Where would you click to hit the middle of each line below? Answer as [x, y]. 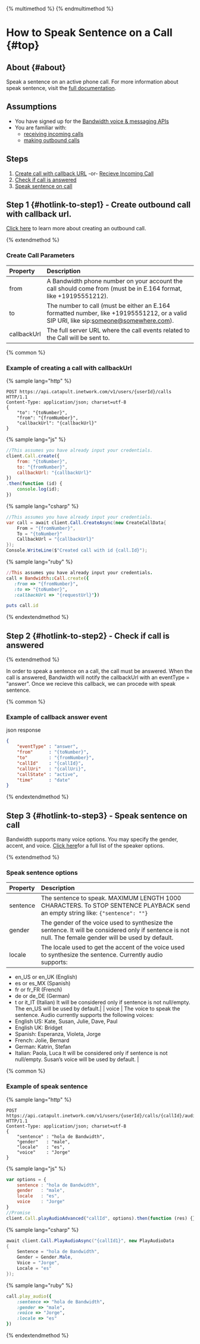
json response [24, 730]
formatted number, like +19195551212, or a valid [117, 313]
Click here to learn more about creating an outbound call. [76, 229]
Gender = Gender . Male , [45, 1257]
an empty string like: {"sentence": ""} [94, 913]
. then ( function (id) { [34, 484]
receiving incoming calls [54, 134]
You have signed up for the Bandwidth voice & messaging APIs [92, 121]
